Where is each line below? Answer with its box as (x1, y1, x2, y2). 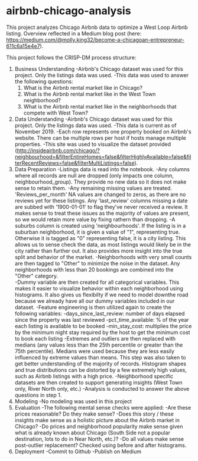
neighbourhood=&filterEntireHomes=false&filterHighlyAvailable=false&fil (14, 153, 191, 160)
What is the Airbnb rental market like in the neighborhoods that (23, 103, 177, 110)
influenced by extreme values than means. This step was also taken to (14, 354, 186, 361)
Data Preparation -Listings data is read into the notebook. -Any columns (14, 165, 190, 172)
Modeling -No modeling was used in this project (14, 397, 132, 405)
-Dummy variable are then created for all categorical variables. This (14, 279, 180, 286)
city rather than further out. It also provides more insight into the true (14, 247, 183, 254)
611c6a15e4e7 (6, 42, 40, 50)
